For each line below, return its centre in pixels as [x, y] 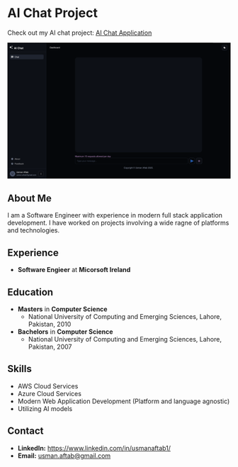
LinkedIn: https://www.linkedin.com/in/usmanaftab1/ [94, 448]
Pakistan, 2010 [50, 324]
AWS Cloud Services [48, 386]
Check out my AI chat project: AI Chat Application [80, 33]
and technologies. [34, 230]
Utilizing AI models [45, 408]
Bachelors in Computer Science [65, 332]
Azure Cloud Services [49, 393]
